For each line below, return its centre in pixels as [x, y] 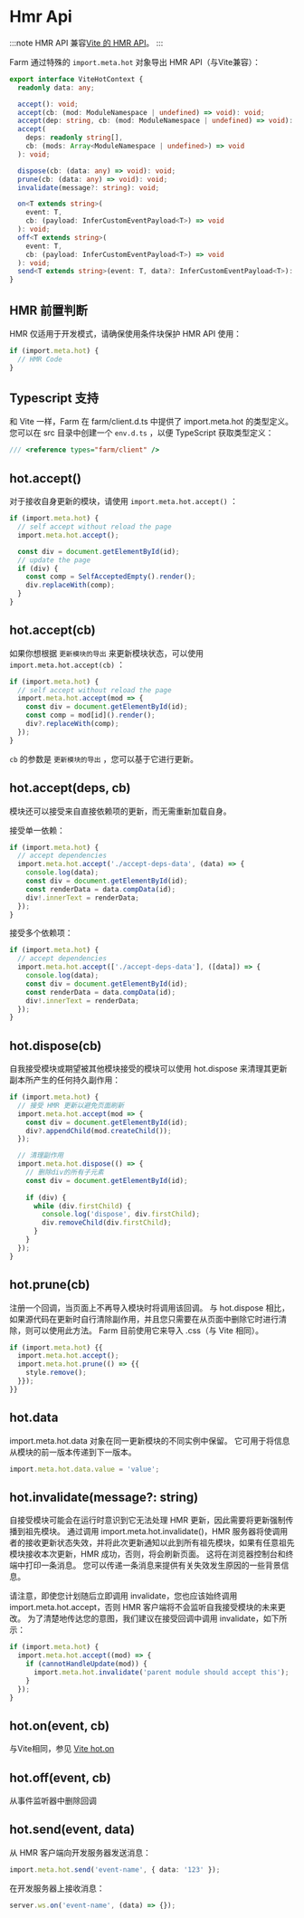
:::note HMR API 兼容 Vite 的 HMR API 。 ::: [86, 43]
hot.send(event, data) [72, 1830]
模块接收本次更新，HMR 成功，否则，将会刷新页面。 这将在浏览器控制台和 [147, 1554]
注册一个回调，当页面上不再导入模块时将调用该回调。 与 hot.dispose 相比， [149, 1307]
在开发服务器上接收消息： [57, 1888]
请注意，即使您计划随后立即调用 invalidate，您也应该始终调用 [123, 1596]
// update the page [54, 560]
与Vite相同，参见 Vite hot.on [62, 1749]
